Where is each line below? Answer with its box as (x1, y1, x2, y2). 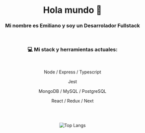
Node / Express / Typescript (43, 69, 102, 75)
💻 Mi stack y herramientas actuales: (27, 46, 118, 53)
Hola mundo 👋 (43, 4, 102, 16)
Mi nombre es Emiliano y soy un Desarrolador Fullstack (4, 22, 141, 29)
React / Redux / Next (51, 98, 94, 104)
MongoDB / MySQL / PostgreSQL (38, 88, 107, 94)
